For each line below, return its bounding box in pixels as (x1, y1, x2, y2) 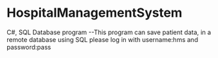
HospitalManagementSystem (6, 5, 183, 21)
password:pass (6, 43, 51, 51)
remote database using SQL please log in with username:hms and (6, 35, 199, 43)
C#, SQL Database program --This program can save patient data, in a (6, 28, 212, 36)
